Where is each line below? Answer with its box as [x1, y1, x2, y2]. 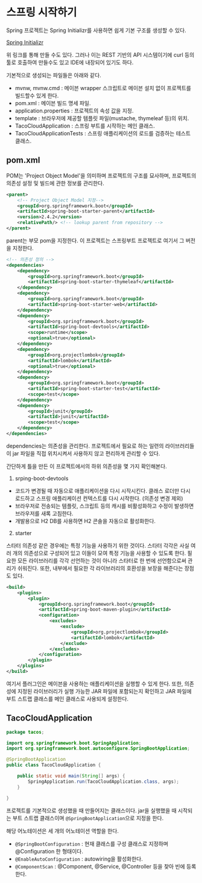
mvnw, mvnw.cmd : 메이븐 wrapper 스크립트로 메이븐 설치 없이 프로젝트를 [14, 84, 192, 91]
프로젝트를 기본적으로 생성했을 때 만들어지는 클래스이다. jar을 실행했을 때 [6, 807, 177, 814]
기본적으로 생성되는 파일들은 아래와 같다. [6, 71, 101, 79]
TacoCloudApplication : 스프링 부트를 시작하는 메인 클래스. [14, 122, 156, 129]
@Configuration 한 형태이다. [14, 847, 83, 855]
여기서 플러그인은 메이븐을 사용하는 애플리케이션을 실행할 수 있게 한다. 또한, [6, 680, 183, 687]
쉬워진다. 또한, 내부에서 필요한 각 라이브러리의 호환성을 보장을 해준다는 [17, 564, 183, 571]
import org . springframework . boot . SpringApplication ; [6, 740, 142, 746]
